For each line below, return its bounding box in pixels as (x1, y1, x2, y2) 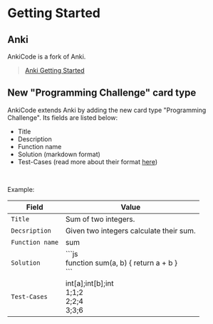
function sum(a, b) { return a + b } (65, 258, 178, 268)
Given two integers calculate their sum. (65, 226, 196, 236)
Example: (7, 185, 35, 193)
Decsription (11, 226, 52, 235)
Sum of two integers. (65, 214, 135, 224)
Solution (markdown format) (17, 150, 101, 158)
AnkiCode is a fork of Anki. (7, 52, 86, 61)
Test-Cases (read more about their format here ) (17, 157, 158, 166)
